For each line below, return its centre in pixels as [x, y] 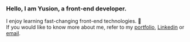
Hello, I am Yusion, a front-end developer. [66, 9]
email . [13, 33]
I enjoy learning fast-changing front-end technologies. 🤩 [74, 21]
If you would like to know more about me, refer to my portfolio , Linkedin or [95, 27]
